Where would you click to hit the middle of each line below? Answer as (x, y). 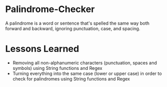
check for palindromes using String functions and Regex (71, 78)
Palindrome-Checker (50, 9)
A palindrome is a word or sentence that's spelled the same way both (77, 23)
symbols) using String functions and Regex (57, 68)
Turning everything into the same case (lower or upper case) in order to (87, 73)
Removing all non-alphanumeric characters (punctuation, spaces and (85, 63)
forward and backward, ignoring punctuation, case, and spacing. (73, 28)
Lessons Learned (42, 49)
